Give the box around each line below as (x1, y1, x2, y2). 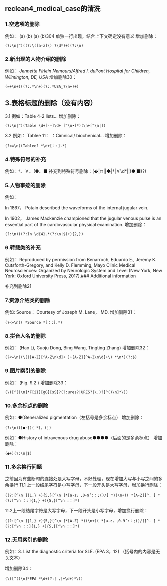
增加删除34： (5, 565, 33, 571)
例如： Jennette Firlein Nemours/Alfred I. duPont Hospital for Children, (5, 68, 150, 74)
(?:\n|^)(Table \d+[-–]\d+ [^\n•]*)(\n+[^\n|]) (5, 123, 106, 128)
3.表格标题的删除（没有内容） (5, 99, 97, 107)
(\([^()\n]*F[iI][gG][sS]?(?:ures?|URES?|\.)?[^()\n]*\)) (5, 389, 128, 395)
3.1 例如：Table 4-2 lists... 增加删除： (5, 113, 81, 119)
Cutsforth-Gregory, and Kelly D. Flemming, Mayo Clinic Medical (5, 262, 136, 268)
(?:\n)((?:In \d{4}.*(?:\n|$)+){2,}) (5, 232, 84, 237)
